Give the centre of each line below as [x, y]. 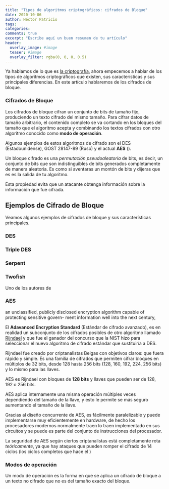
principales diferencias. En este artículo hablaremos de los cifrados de [78, 82]
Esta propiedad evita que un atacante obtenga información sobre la [75, 184]
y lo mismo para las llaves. [33, 369]
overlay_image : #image [34, 48]
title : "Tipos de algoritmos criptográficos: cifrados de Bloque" [76, 10]
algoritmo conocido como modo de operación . [54, 133]
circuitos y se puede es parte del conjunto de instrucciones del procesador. [84, 431]
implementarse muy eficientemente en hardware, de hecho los [70, 420]
